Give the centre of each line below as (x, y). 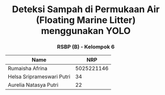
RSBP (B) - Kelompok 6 (86, 47)
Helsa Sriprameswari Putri (39, 77)
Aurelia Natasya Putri (33, 85)
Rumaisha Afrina (28, 69)
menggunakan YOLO (86, 31)
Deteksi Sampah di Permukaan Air (86, 9)
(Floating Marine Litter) (86, 20)
